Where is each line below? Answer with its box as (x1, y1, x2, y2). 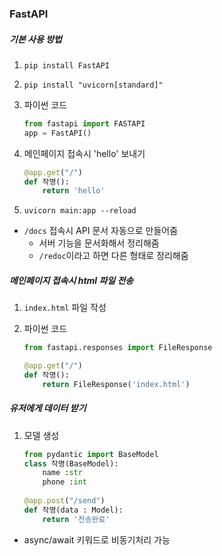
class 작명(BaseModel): (23, 458, 119, 469)
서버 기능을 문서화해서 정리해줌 (38, 237, 160, 249)
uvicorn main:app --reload (23, 206, 137, 216)
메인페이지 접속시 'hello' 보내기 (23, 147, 146, 159)
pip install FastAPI (23, 60, 110, 71)
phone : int (42, 477, 88, 487)
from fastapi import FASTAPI (23, 118, 146, 129)
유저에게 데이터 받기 (9, 402, 87, 414)
